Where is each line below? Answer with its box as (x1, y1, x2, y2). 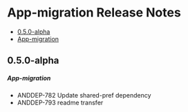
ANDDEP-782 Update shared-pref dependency (17, 91, 151, 100)
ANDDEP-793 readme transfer (17, 98, 104, 107)
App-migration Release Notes (7, 5, 181, 21)
